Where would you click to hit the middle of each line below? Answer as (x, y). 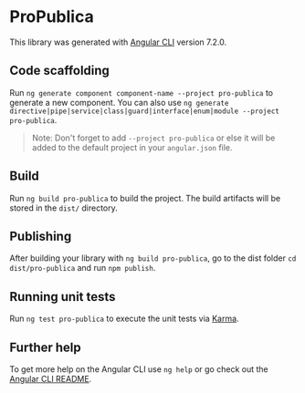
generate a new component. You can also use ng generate (119, 102)
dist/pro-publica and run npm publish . (83, 268)
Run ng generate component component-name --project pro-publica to (142, 92)
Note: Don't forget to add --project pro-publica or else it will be (153, 138)
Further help (46, 347)
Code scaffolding (59, 71)
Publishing (41, 236)
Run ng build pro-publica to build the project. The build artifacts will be (145, 198)
